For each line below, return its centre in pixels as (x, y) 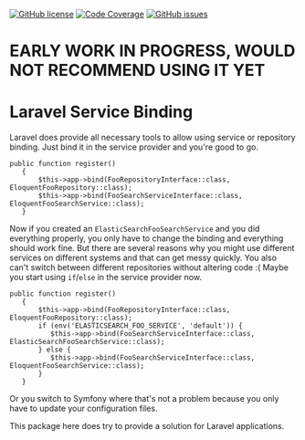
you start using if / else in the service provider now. (106, 278)
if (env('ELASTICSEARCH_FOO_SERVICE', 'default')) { (141, 326)
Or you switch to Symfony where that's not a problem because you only (144, 399)
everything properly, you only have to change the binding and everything (147, 238)
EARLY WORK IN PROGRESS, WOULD (152, 51)
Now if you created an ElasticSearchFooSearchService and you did (135, 229)
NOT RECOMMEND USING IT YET (137, 71)
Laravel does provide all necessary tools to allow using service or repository (152, 138)
